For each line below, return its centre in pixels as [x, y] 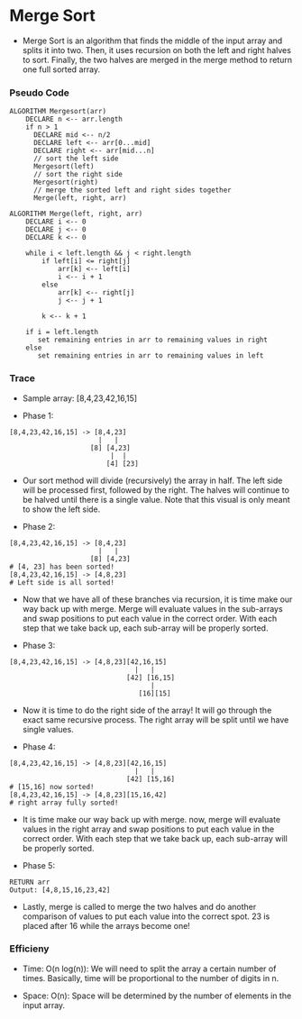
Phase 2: [39, 526]
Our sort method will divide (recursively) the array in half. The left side [152, 480]
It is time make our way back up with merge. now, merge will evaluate [151, 819]
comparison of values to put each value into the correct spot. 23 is [146, 916]
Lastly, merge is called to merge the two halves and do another [139, 906]
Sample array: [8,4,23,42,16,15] [80, 398]
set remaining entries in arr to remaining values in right [153, 340]
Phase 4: [39, 746]
